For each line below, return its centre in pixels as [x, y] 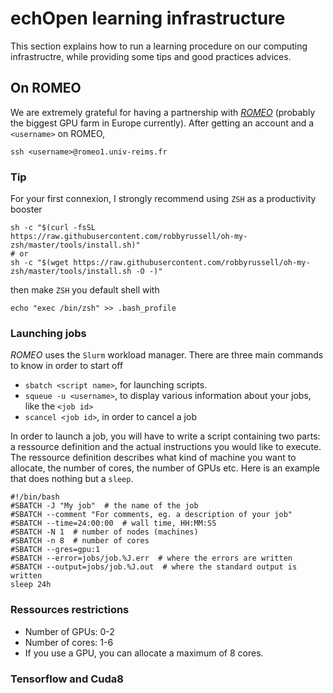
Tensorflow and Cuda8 [67, 679]
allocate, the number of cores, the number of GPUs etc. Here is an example [165, 468]
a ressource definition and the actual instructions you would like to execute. [166, 447]
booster [26, 209]
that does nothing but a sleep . [72, 479]
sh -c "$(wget [40, 263]
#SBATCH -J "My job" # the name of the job [104, 506]
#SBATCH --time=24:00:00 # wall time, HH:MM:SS [113, 523]
